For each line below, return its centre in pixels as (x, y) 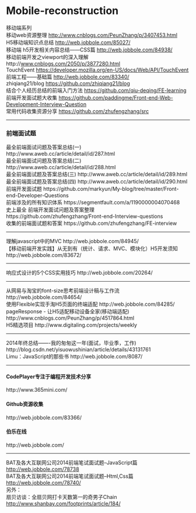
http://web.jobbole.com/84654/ (44, 297)
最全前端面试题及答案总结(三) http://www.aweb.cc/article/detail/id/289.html (97, 175)
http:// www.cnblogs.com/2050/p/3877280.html (63, 63)
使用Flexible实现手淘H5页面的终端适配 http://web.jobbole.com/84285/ (90, 304)
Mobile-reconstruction (62, 11)
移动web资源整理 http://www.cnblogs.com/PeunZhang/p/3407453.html (92, 35)
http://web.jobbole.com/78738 (43, 469)
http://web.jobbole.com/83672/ (44, 255)
